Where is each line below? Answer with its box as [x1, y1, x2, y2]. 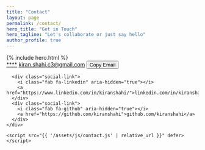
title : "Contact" [6, 9, 51, 15]
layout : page [6, 15, 40, 21]
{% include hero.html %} [6, 54, 68, 61]
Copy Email [89, 62, 116, 68]
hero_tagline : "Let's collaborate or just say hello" [6, 32, 146, 38]
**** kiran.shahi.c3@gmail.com [6, 61, 85, 68]
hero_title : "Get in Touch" [6, 26, 78, 32]
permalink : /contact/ [6, 20, 62, 26]
